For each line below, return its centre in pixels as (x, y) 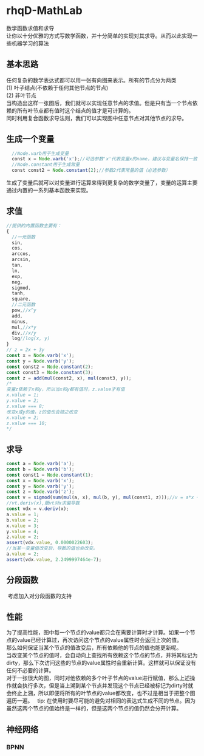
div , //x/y (24, 333)
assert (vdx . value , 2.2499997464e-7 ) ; (54, 559)
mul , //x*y (24, 327)
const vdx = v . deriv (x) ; (38, 509)
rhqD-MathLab (45, 11)
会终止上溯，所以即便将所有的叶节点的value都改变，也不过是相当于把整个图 (101, 693)
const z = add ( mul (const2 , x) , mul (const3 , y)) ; (69, 378)
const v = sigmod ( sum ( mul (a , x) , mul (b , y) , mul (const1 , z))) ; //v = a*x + (103, 498)
